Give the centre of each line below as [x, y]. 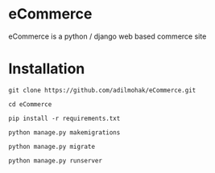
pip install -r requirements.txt [64, 118]
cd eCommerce [30, 104]
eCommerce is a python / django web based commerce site [107, 36]
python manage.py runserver [56, 161]
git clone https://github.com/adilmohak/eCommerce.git [102, 90]
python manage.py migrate [52, 146]
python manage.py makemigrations [64, 132]
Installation [47, 69]
